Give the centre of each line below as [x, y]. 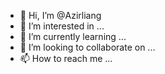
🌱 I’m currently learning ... [73, 36]
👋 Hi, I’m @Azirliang [60, 15]
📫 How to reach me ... [66, 58]
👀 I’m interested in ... [62, 26]
